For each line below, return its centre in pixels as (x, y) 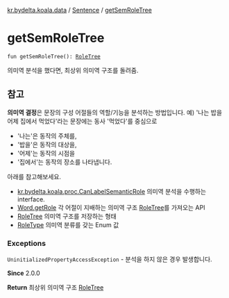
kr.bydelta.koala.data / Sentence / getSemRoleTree (80, 10)
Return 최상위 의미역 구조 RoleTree (56, 288)
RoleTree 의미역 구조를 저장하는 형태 (67, 216)
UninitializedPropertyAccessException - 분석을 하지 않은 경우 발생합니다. (110, 259)
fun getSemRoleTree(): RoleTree (54, 56)
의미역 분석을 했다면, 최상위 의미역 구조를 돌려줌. (73, 70)
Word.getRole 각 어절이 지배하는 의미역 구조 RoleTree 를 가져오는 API (111, 207)
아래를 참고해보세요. (34, 176)
